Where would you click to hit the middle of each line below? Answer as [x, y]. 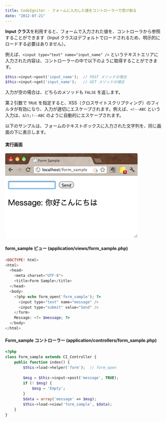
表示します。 [35, 132]
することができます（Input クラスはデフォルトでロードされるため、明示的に [83, 37]
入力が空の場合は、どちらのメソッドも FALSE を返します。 [64, 92]
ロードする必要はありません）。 [37, 44]
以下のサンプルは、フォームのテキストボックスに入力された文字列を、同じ [81, 126]
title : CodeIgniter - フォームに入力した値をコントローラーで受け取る [71, 10]
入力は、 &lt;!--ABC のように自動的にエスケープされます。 [65, 115]
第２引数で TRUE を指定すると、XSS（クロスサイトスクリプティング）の [78, 103]
